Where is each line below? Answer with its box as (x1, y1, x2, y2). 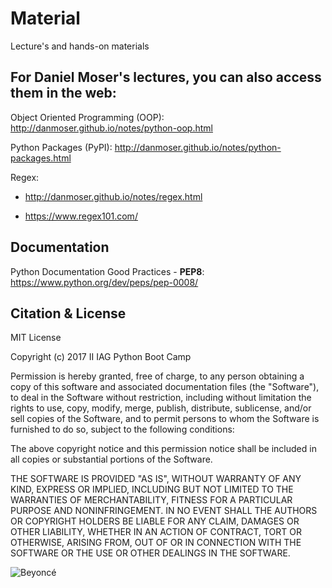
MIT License (10, 332, 62, 344)
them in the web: (10, 85, 117, 102)
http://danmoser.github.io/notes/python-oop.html (10, 122, 213, 134)
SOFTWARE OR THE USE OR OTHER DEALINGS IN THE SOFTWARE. (10, 547, 291, 559)
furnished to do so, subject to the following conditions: (10, 423, 235, 436)
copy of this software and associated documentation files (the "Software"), (10, 381, 320, 393)
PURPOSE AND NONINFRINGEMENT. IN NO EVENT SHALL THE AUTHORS (10, 505, 318, 517)
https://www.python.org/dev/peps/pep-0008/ (10, 276, 199, 288)
